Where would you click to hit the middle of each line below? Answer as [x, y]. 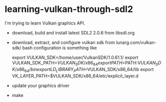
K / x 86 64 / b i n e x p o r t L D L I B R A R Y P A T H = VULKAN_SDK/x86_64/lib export [83, 70]
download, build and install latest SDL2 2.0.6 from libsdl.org [73, 32]
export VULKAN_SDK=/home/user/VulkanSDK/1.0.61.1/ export [75, 57]
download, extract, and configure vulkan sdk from [63, 42]
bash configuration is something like [59, 47]
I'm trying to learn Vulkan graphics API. [45, 23]
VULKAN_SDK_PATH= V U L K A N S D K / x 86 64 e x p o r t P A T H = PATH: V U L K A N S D [86, 63]
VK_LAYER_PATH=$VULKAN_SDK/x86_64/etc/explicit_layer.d [75, 75]
